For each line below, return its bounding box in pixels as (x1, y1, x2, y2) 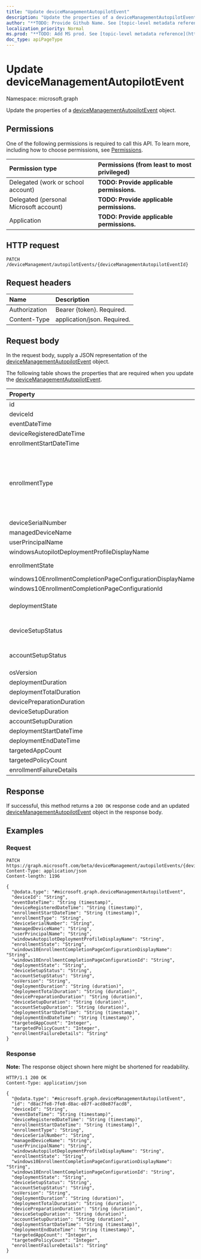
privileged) (98, 168, 130, 176)
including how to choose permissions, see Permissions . (6, 146, 144, 153)
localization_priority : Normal (6, 25, 84, 32)
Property (9, 390, 35, 398)
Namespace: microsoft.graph (6, 95, 78, 102)
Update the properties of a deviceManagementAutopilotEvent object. (6, 106, 176, 114)
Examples (6, 826, 44, 836)
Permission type (9, 164, 57, 173)
